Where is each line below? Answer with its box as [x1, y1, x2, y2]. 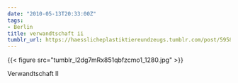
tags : [7, 17, 23, 24]
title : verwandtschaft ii [7, 30, 84, 37]
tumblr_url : [7, 37, 42, 44]
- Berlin [7, 23, 33, 30]
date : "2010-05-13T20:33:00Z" [7, 10, 97, 18]
